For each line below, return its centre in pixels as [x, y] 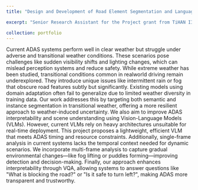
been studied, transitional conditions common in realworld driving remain [95, 75]
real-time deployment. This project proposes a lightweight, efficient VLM [94, 131]
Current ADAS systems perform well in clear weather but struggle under [93, 49]
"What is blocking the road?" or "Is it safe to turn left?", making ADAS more [97, 175]
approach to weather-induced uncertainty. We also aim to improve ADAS [94, 112]
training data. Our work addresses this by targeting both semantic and [91, 99]
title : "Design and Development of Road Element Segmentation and [89, 11]
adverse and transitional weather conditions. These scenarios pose [88, 56]
